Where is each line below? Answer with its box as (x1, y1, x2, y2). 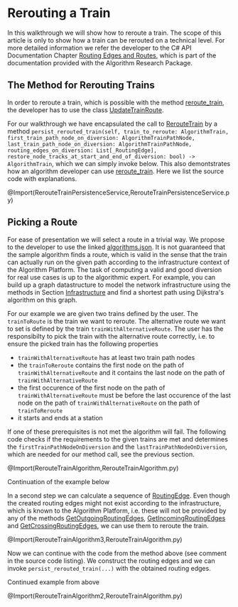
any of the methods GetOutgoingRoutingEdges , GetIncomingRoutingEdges (7, 513, 226, 523)
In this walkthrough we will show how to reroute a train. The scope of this (7, 28, 222, 37)
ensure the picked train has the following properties (7, 339, 158, 348)
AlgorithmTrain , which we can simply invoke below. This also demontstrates (7, 159, 231, 168)
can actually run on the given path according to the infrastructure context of (7, 258, 230, 266)
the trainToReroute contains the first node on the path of (17, 361, 185, 369)
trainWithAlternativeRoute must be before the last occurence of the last (17, 390, 231, 399)
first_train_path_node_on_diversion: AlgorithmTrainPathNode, (7, 134, 195, 141)
